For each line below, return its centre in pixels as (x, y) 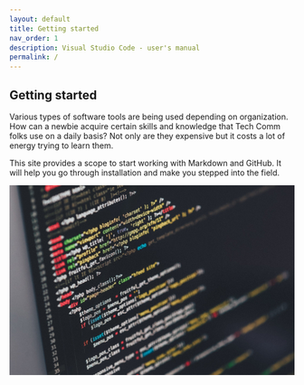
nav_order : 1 (34, 38)
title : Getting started (54, 28)
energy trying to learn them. (62, 146)
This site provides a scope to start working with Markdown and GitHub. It (146, 163)
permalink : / (34, 57)
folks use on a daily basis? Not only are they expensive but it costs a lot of (147, 136)
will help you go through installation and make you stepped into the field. (145, 173)
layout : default (40, 19)
